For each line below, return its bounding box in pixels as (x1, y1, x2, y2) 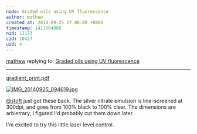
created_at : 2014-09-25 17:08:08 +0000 (6, 19, 104, 25)
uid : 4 (6, 42, 22, 48)
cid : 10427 (6, 36, 33, 42)
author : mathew (6, 14, 43, 20)
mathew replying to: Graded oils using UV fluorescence (6, 57, 140, 65)
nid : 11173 (6, 31, 33, 36)
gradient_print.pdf (6, 74, 50, 81)
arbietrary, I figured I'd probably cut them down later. (6, 109, 134, 116)
